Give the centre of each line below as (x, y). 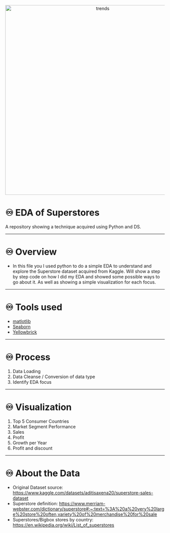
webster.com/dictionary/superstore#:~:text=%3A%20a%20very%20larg (88, 509)
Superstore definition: (35, 503)
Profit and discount (32, 448)
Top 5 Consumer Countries (41, 421)
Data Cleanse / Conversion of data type (54, 377)
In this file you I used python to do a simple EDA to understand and (82, 266)
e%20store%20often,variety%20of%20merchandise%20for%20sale (85, 514)
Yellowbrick (25, 332)
